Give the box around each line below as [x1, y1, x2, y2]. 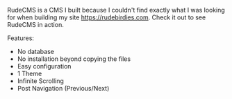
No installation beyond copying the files [17, 55, 131, 63]
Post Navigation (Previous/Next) [17, 84, 110, 92]
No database [17, 48, 54, 55]
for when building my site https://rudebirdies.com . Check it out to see [7, 13, 206, 21]
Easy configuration [17, 62, 72, 70]
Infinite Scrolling [17, 77, 65, 85]
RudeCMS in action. [7, 21, 64, 28]
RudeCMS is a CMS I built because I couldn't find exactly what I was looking [7, 6, 226, 14]
